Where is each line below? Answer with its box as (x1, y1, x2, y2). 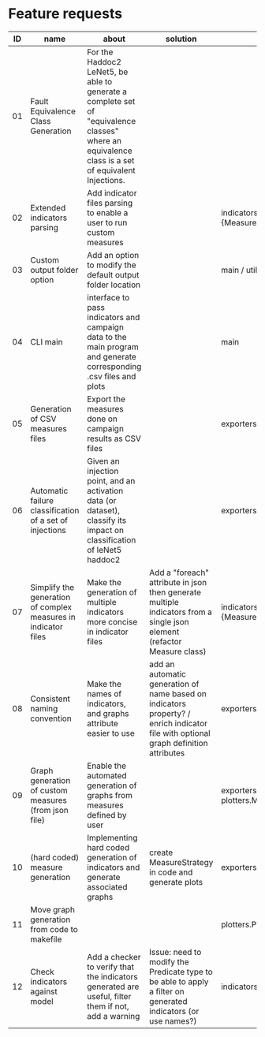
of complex (30, 601, 73, 612)
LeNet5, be (86, 66, 129, 77)
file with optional (149, 727, 211, 738)
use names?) (149, 1015, 197, 1026)
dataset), (86, 505, 121, 516)
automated (86, 770, 128, 781)
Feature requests (8, 5, 123, 23)
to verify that (86, 961, 134, 972)
